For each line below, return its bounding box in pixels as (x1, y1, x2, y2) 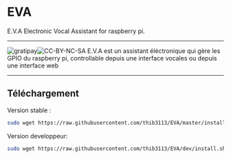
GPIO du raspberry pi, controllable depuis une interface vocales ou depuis (7, 54, 217, 62)
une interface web (7, 61, 59, 70)
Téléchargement (7, 87, 79, 100)
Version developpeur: (7, 131, 68, 140)
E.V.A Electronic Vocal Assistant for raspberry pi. (7, 27, 146, 35)
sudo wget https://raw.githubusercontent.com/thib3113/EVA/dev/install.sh (7, 145, 226, 152)
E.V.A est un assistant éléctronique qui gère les (87, 46, 221, 55)
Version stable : (7, 106, 52, 114)
